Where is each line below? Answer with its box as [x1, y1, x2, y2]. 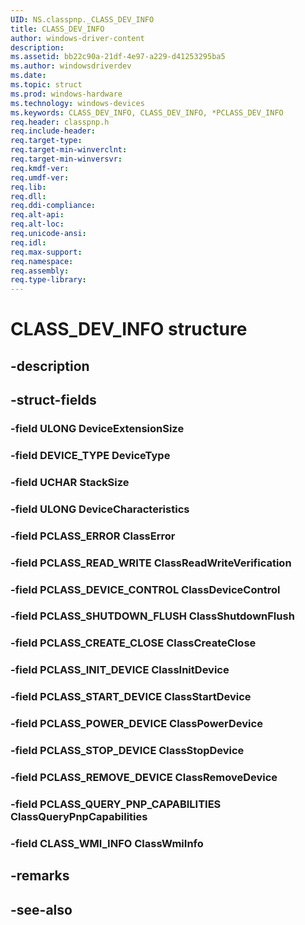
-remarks [10, 867, 70, 885]
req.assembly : [10, 266, 70, 276]
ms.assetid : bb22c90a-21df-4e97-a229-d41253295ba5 [10, 52, 226, 62]
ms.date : [10, 71, 47, 81]
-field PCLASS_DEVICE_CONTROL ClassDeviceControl [10, 582, 281, 596]
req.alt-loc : [10, 219, 65, 230]
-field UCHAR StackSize [10, 475, 130, 489]
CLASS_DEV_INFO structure [10, 318, 248, 341]
